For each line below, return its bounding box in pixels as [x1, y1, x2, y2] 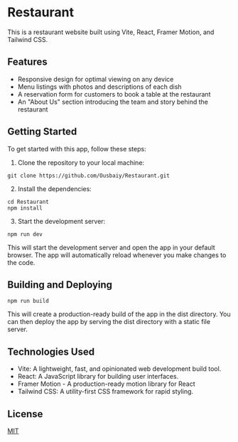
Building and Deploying [7, 279, 112, 291]
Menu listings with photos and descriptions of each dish [17, 82, 183, 91]
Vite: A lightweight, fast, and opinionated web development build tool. [17, 365, 222, 373]
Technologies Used [7, 345, 94, 357]
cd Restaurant [7, 198, 50, 205]
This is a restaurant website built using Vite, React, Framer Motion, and [7, 28, 215, 36]
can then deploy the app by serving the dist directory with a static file [7, 318, 211, 326]
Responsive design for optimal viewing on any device [17, 75, 174, 83]
